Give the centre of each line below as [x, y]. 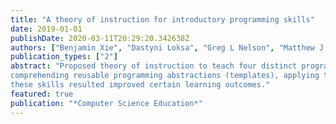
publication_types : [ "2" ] [64, 57]
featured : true [42, 94]
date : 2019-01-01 [46, 29]
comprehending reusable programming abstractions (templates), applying [165, 76]
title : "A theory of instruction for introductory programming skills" [162, 19]
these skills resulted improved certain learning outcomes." [140, 85]
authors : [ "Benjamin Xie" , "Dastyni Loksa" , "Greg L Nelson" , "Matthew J [167, 47]
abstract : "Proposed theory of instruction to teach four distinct [154, 66]
